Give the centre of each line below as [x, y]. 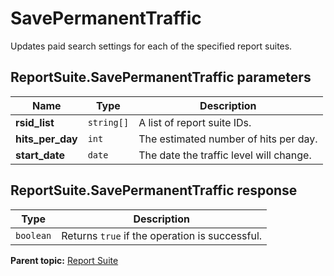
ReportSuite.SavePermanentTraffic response [154, 190]
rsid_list [35, 122]
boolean [33, 235]
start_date [40, 155]
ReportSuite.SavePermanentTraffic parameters [161, 77]
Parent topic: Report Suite [64, 260]
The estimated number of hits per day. [228, 139]
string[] [108, 122]
